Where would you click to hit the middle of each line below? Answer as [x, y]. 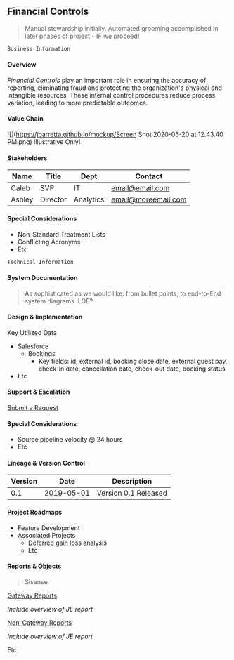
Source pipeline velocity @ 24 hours [70, 440]
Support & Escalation [39, 392]
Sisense [36, 581]
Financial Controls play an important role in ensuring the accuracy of [107, 80]
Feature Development [49, 528]
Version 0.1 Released [132, 493]
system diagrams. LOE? [59, 301]
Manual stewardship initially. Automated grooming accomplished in [121, 28]
